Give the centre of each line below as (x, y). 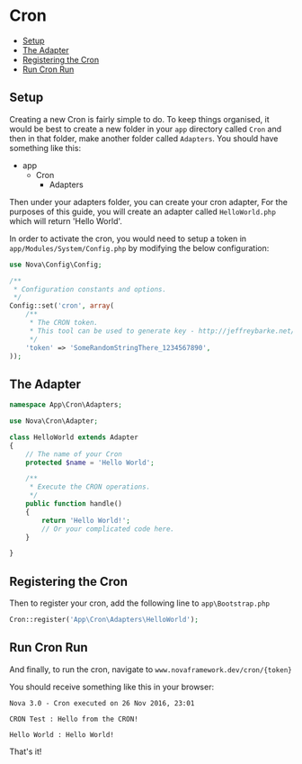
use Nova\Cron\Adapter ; (54, 421)
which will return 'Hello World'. (66, 220)
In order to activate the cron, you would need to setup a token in (128, 238)
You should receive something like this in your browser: (111, 687)
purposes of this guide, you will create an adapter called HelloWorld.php (143, 211)
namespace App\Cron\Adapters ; (66, 405)
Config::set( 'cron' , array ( (62, 306)
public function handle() (74, 504)
